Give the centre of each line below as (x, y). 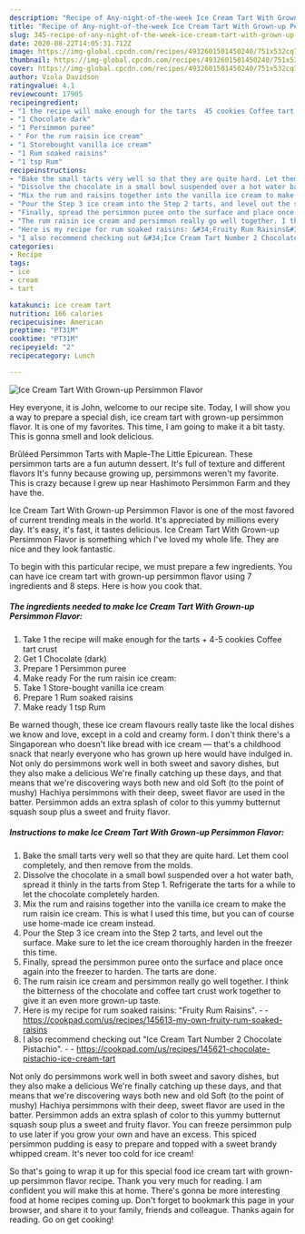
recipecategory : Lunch (52, 356)
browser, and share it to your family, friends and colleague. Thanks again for (152, 1209)
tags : (20, 263)
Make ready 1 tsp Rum (64, 707)
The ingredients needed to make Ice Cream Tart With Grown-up (132, 607)
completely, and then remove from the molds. (108, 865)
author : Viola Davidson (54, 77)
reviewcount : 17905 (46, 94)
